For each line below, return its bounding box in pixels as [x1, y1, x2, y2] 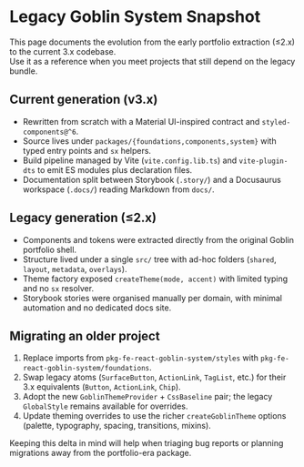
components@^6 [22, 127, 76, 137]
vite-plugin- [238, 157, 289, 166]
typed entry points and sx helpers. [22, 145, 152, 156]
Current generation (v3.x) [9, 92, 158, 107]
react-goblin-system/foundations [22, 364, 150, 373]
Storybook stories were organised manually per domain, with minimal [22, 292, 282, 303]
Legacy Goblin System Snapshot [9, 6, 261, 27]
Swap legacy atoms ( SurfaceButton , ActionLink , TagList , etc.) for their [22, 371, 287, 383]
